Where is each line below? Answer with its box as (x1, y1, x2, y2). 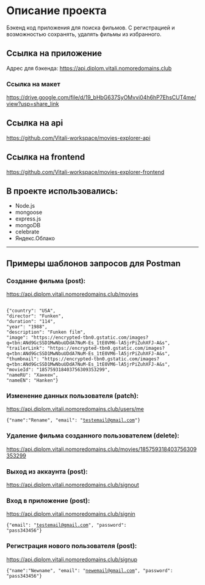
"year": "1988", (6, 324, 48, 330)
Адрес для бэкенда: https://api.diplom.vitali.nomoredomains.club (6, 64, 172, 72)
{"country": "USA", (6, 308, 56, 314)
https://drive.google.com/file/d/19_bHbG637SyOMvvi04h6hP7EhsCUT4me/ (6, 94, 196, 101)
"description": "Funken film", (6, 329, 86, 336)
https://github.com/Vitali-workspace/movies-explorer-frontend (6, 168, 165, 175)
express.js (15, 215, 41, 222)
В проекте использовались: (6, 186, 118, 197)
